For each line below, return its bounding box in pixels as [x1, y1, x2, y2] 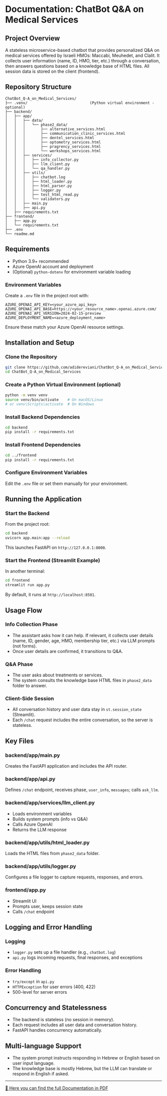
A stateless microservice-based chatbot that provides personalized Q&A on [5, 47, 160, 53]
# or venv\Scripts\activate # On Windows [5, 402, 94, 407]
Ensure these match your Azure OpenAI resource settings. [5, 324, 124, 330]
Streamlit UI [12, 898, 37, 904]
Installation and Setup [5, 338, 75, 347]
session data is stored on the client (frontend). [5, 68, 100, 74]
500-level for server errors [12, 989, 67, 995]
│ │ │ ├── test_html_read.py [5, 192, 79, 197]
